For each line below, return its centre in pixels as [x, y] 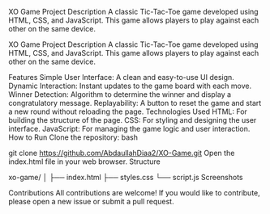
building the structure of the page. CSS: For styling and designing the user [133, 120]
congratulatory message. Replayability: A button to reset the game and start [135, 103]
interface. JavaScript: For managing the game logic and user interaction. [129, 129]
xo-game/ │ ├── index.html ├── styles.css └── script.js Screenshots [126, 177]
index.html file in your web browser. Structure [84, 162]
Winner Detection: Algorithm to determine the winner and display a [120, 94]
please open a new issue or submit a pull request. [91, 201]
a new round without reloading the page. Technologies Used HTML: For [128, 111]
